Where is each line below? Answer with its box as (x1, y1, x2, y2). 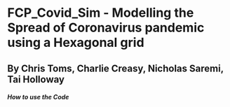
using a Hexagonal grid (7, 35, 145, 50)
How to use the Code (7, 93, 69, 101)
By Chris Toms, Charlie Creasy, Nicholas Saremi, (7, 62, 224, 74)
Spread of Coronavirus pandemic (7, 20, 205, 36)
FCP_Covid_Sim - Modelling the (7, 5, 194, 21)
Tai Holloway (7, 73, 65, 85)
